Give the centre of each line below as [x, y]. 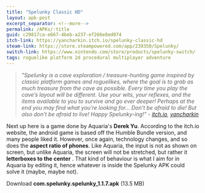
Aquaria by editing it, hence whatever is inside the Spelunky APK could [96, 165]
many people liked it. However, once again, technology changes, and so [97, 139]
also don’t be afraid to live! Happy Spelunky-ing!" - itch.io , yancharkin [110, 114]
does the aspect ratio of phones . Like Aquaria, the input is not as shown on [102, 145]
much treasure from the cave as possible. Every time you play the [104, 88]
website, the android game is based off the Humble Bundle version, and [97, 132]
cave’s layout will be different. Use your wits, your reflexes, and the [106, 94]
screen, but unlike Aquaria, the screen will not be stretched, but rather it [97, 152]
